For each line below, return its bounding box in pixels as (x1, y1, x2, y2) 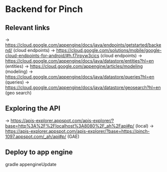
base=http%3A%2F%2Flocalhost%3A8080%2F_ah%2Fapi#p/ (5, 122, 134, 128)
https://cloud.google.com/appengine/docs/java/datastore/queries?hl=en (5, 74, 154, 79)
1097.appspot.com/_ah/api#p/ (5, 133, 66, 139)
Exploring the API (5, 104, 60, 113)
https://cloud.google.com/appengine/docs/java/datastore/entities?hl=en (5, 58, 154, 63)
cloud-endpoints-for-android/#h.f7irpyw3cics (5, 52, 99, 58)
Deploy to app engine (5, 148, 73, 156)
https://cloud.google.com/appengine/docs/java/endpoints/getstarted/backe (5, 42, 161, 48)
